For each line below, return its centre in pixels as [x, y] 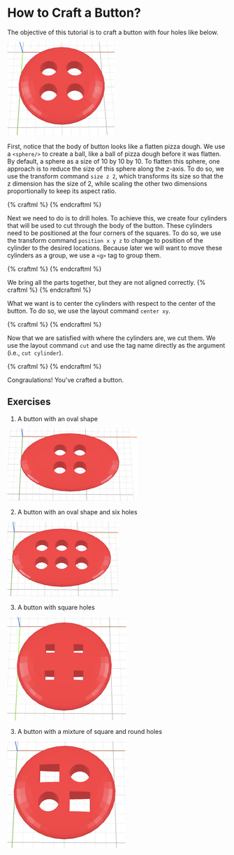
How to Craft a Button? [74, 13]
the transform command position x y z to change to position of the [105, 240]
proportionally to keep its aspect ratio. [62, 191]
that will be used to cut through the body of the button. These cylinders [110, 225]
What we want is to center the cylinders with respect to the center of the [111, 303]
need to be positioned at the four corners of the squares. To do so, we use [114, 233]
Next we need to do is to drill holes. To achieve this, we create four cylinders [117, 218]
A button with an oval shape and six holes [77, 511]
